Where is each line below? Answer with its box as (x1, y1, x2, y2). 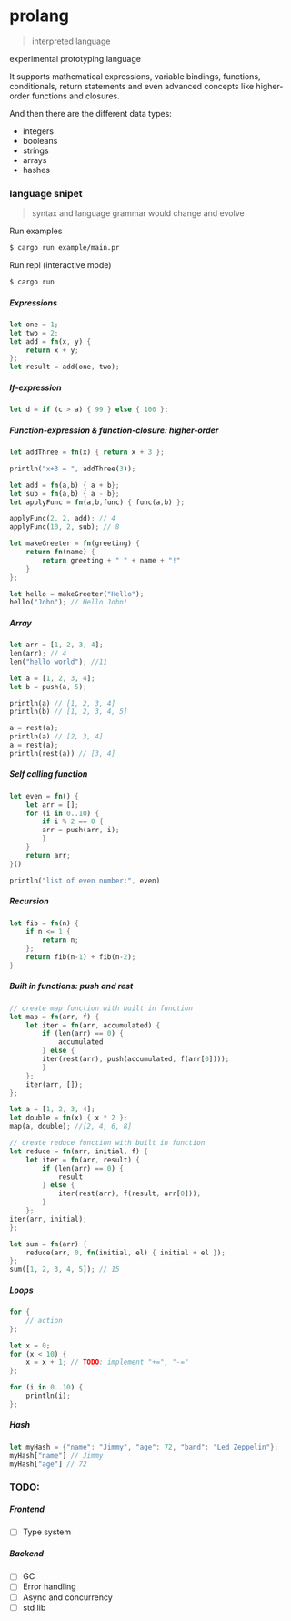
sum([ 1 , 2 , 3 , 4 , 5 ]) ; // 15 (9, 1265, 120, 1275)
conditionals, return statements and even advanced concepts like (9, 80, 255, 91)
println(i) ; (25, 1391, 71, 1400)
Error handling (22, 1581, 76, 1592)
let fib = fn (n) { (9, 918, 79, 928)
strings (22, 145, 49, 156)
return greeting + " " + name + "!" (42, 555, 181, 565)
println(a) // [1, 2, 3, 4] (9, 698, 116, 707)
